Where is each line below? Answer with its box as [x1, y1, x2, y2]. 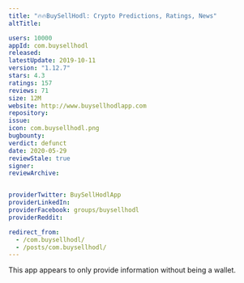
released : [8, 49, 42, 57]
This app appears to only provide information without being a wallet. [8, 265, 237, 275]
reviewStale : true [8, 154, 71, 163]
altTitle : [8, 19, 42, 27]
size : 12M [8, 94, 42, 102]
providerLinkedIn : [8, 199, 71, 207]
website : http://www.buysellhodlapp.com [8, 102, 148, 110]
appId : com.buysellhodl [8, 41, 89, 49]
